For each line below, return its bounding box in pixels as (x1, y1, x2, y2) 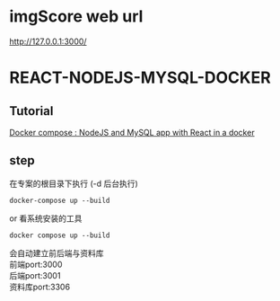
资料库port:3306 (9, 281, 70, 292)
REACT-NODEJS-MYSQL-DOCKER (9, 67, 271, 88)
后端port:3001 (9, 270, 61, 280)
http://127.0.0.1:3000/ (9, 36, 87, 47)
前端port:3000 (9, 259, 63, 270)
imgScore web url (9, 6, 144, 27)
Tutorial (9, 103, 54, 119)
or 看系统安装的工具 (9, 213, 83, 224)
